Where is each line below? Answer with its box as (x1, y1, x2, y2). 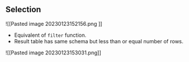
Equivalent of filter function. (14, 32, 87, 39)
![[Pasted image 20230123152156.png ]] (5, 20, 102, 27)
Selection (5, 5, 42, 15)
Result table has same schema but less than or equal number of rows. (14, 37, 184, 44)
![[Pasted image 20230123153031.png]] (5, 49, 101, 56)
